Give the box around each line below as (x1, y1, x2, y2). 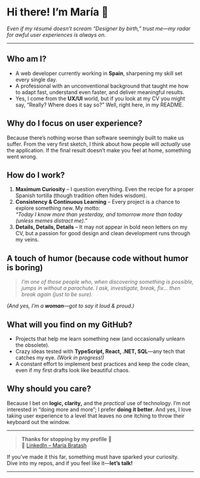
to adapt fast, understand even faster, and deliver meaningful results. (15, 88, 185, 95)
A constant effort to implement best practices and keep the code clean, (15, 361, 191, 367)
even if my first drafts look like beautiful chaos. (15, 367, 130, 374)
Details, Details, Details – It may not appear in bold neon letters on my (15, 223, 188, 230)
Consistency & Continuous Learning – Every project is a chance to (15, 198, 180, 206)
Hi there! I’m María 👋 (7, 5, 109, 19)
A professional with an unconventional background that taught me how (15, 82, 189, 89)
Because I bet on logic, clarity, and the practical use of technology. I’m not (7, 399, 191, 406)
